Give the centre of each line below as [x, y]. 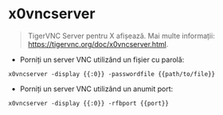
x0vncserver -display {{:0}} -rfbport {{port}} [89, 103]
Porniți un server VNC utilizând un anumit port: [96, 89]
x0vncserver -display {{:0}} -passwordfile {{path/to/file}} [112, 74]
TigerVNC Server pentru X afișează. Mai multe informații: [121, 36]
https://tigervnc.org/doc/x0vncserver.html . [98, 44]
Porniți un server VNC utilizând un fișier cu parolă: [102, 59]
